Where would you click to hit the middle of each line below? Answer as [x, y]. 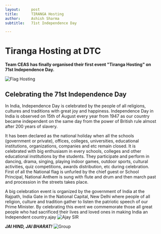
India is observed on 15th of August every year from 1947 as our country [77, 116]
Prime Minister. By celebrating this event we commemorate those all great [79, 207]
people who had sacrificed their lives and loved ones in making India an [76, 212]
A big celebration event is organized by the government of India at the [75, 191]
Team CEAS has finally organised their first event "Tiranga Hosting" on [78, 65]
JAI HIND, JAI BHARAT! [29, 226]
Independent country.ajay [31, 217]
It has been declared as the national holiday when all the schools [70, 136]
